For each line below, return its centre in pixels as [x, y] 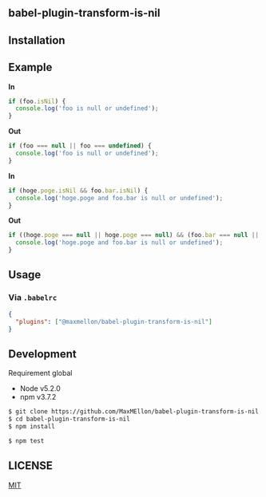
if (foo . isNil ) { [37, 101]
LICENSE [31, 466]
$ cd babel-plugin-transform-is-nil [69, 419]
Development [43, 354]
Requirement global [40, 373]
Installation [37, 40]
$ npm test [26, 441]
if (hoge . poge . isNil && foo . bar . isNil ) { [78, 191]
